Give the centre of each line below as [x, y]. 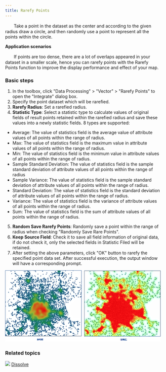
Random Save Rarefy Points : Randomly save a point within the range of [85, 226]
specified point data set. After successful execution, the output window [85, 258]
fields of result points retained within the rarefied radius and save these [85, 117]
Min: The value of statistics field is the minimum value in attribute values [86, 153]
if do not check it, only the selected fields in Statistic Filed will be [78, 242]
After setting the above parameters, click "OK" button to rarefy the [80, 253]
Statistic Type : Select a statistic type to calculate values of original [81, 112]
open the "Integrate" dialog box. [45, 96]
